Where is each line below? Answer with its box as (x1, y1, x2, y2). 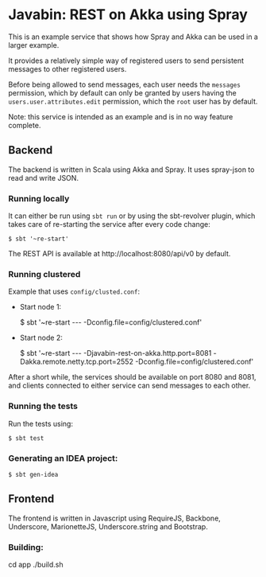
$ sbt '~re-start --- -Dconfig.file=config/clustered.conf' (19, 318, 202, 327)
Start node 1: (19, 302, 62, 312)
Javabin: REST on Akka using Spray (8, 6, 249, 24)
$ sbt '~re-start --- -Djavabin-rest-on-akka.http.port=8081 (19, 349, 212, 358)
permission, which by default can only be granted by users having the (8, 88, 237, 97)
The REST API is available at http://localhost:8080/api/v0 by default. (8, 249, 231, 259)
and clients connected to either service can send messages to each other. (8, 380, 251, 391)
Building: (8, 541, 44, 552)
